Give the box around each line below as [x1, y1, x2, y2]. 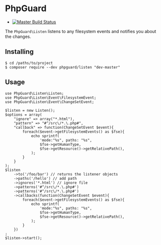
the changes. [5, 34, 32, 39]
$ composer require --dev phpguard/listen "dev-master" [5, 65, 120, 70]
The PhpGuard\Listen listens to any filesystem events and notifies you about [5, 28, 157, 34]
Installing [5, 48, 34, 56]
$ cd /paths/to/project [5, 60, 53, 66]
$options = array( [5, 112, 42, 117]
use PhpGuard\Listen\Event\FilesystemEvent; [5, 95, 97, 100]
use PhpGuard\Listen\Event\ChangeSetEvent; [5, 99, 95, 105]
